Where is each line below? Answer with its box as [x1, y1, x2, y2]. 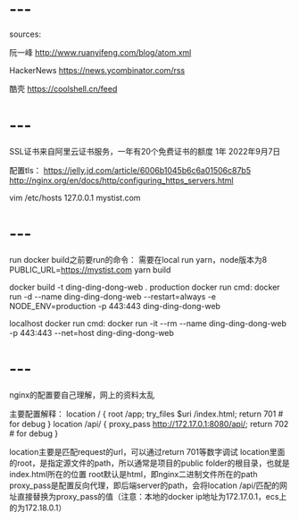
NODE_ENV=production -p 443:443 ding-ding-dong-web [9, 300, 221, 311]
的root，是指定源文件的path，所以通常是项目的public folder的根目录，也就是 [9, 458, 290, 468]
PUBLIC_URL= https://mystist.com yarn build [9, 264, 171, 275]
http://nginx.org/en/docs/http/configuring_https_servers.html [9, 174, 234, 186]
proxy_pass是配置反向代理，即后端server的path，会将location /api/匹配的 [9, 480, 280, 491]
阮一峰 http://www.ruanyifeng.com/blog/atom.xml [9, 46, 192, 57]
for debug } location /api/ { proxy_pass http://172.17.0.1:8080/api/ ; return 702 [9, 418, 289, 429]
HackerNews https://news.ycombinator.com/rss [9, 64, 186, 75]
